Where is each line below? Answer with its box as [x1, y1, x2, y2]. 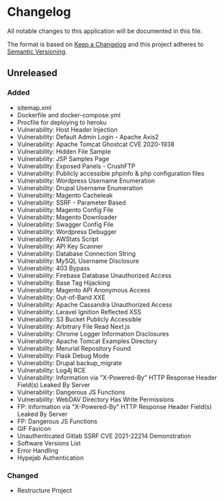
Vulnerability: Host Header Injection [16, 125, 118, 134]
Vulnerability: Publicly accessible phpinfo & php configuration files [16, 169, 205, 177]
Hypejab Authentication [16, 454, 84, 462]
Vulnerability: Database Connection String [16, 249, 136, 257]
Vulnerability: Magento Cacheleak [16, 191, 113, 199]
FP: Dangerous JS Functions [16, 417, 98, 426]
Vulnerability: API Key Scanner [16, 242, 103, 250]
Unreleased [7, 67, 58, 79]
